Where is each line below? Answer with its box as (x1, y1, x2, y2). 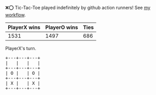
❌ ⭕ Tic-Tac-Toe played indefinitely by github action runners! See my (5, 5, 151, 11)
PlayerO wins (45, 24, 78, 31)
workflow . (5, 12, 26, 18)
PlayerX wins (8, 24, 41, 31)
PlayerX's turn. (5, 45, 37, 51)
